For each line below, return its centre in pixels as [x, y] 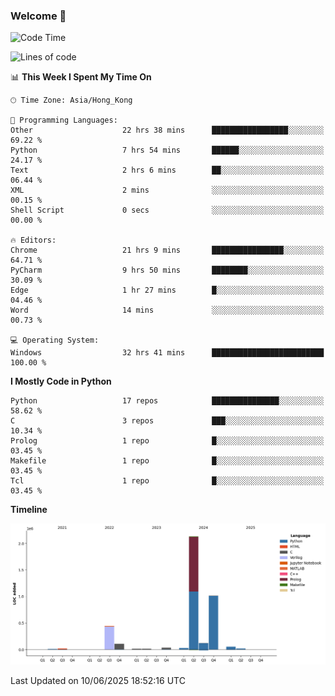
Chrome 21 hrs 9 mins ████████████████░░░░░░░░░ [167, 250]
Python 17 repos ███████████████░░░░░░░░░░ [167, 401]
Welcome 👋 [38, 16]
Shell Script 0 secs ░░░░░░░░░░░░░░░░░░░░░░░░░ [167, 210]
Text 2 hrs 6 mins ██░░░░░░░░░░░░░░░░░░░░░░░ [167, 170]
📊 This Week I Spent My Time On [81, 77]
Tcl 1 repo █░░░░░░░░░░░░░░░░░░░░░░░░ [167, 481]
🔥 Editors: [33, 240]
